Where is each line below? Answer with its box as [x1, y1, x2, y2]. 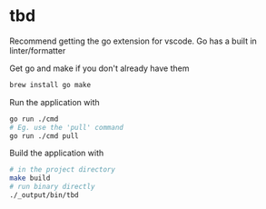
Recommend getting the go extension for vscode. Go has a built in [9, 35, 257, 46]
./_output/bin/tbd [9, 191, 79, 200]
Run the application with [9, 96, 100, 107]
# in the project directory [9, 165, 116, 174]
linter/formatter [9, 45, 66, 55]
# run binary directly [9, 183, 95, 192]
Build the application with [9, 147, 104, 159]
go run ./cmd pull [9, 131, 79, 141]
